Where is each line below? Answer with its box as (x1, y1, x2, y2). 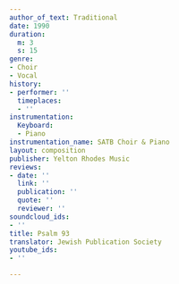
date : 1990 (9, 21, 50, 30)
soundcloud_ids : (9, 212, 70, 221)
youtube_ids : (9, 246, 58, 255)
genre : (9, 54, 34, 63)
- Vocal (9, 71, 38, 80)
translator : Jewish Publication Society (9, 238, 163, 246)
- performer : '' (9, 88, 70, 96)
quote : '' (17, 196, 54, 205)
